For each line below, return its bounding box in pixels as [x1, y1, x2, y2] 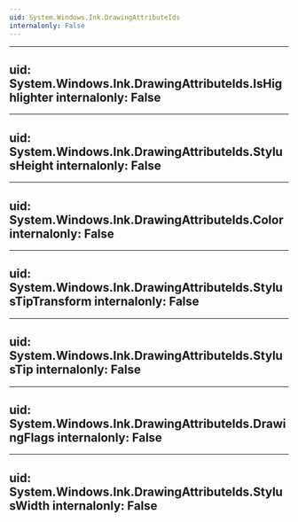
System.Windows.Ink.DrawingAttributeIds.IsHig [9, 76, 283, 91]
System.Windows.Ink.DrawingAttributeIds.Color [9, 212, 284, 227]
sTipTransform [9, 294, 92, 309]
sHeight [9, 158, 54, 173]
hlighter [9, 90, 54, 105]
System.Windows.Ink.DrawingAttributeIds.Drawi [9, 416, 286, 431]
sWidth [9, 498, 51, 513]
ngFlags [9, 430, 55, 445]
